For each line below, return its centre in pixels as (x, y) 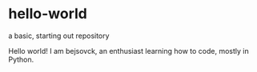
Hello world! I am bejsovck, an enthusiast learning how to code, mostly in (129, 51)
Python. (21, 59)
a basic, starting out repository (59, 36)
